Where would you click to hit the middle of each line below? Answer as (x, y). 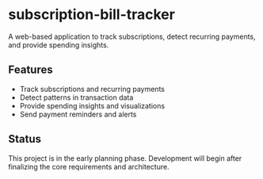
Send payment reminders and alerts (78, 114)
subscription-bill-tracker (92, 15)
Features (30, 70)
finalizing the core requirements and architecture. (89, 166)
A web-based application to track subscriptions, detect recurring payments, (132, 36)
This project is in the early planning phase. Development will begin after (125, 158)
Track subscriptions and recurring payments (92, 89)
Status (25, 139)
